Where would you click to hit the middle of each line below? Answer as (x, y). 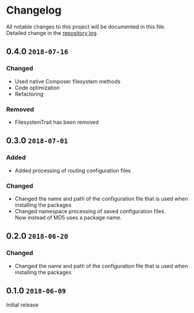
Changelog (34, 10)
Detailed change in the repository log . (52, 33)
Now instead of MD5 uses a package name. (68, 217)
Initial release (22, 305)
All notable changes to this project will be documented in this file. (86, 27)
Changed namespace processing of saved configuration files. (90, 211)
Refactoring (29, 94)
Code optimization (37, 88)
